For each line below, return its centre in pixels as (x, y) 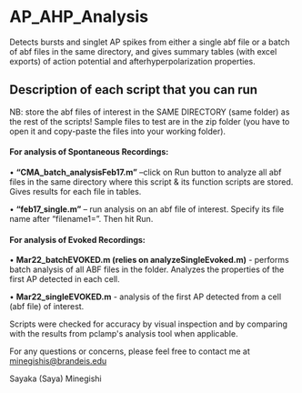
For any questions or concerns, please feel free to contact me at (130, 351)
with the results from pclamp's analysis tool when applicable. (124, 334)
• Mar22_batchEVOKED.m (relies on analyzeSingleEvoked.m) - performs (149, 260)
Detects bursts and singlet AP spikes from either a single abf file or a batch (150, 42)
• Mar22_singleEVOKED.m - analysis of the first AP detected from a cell (146, 297)
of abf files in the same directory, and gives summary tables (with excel (143, 51)
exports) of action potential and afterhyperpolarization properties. (133, 61)
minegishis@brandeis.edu (58, 361)
